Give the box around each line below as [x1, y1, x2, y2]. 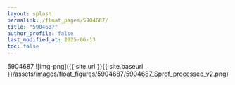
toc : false [7, 43, 39, 50]
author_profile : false [7, 30, 74, 37]
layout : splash [7, 10, 52, 18]
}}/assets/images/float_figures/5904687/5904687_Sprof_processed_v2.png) [7, 70, 229, 78]
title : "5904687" [7, 23, 58, 30]
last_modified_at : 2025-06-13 [7, 37, 96, 44]
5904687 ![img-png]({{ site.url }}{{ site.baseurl [7, 63, 144, 70]
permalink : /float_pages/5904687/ [7, 17, 109, 24]
